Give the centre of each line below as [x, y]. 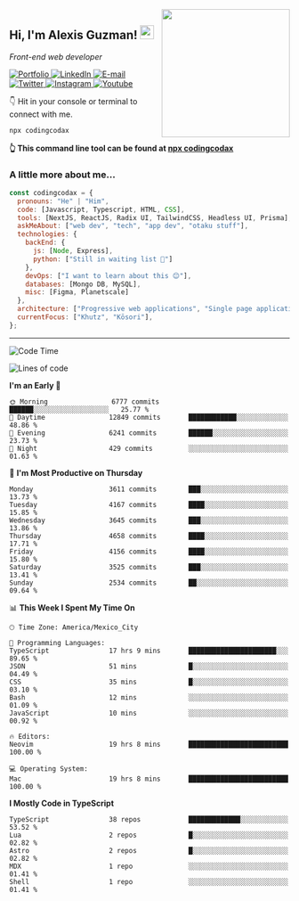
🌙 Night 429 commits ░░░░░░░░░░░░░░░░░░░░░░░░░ [149, 448]
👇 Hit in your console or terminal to [73, 101]
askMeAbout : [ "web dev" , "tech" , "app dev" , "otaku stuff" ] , [133, 226]
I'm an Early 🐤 [35, 385]
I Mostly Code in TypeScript [61, 803]
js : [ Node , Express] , [73, 251]
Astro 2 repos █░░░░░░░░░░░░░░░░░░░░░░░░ [149, 850]
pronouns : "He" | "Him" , [63, 201]
